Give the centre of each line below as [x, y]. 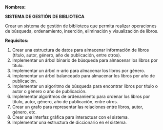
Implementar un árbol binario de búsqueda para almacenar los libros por [85, 60]
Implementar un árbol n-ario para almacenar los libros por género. [79, 71]
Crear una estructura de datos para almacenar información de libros [81, 50]
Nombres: [15, 7]
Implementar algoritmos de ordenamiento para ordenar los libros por [81, 96]
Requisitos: [17, 40]
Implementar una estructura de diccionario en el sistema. [69, 122]
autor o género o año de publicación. [49, 91]
